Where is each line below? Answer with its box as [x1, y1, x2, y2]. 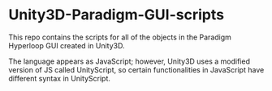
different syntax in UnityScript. [8, 73, 111, 83]
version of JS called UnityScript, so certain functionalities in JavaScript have [8, 64, 265, 74]
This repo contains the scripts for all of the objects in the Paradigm [8, 32, 231, 42]
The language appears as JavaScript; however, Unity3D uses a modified [8, 56, 250, 66]
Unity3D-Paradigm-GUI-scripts [8, 6, 225, 24]
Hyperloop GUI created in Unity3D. [8, 40, 125, 50]
